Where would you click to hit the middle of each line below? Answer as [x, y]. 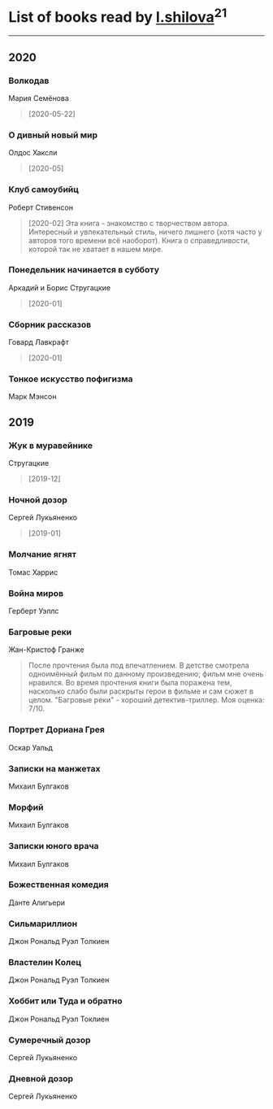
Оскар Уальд [30, 747]
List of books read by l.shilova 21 [118, 16]
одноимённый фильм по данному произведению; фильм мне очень [146, 674]
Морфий [26, 807]
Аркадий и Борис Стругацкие [60, 287]
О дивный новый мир [53, 135]
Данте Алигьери [37, 902]
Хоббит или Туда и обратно [66, 1001]
